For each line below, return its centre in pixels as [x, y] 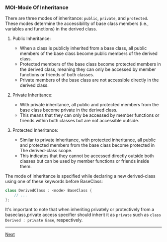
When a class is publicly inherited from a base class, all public [83, 48]
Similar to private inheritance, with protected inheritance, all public [88, 140]
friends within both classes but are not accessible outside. [79, 121]
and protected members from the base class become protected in [87, 145]
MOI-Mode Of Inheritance [37, 7]
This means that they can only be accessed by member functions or [89, 115]
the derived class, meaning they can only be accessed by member [88, 69]
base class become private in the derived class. [69, 110]
